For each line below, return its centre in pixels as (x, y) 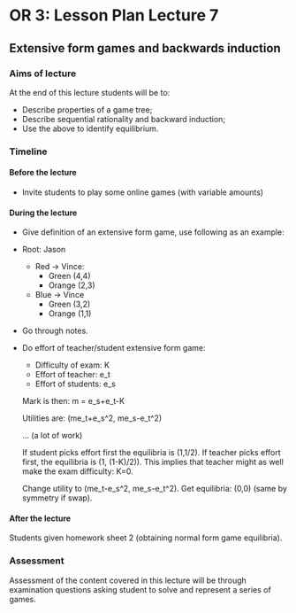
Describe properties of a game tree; (87, 109)
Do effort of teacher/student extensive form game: (114, 348)
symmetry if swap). (57, 498)
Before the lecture (43, 173)
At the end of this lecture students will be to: (90, 92)
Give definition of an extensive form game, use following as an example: (153, 232)
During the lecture (43, 213)
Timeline (28, 151)
